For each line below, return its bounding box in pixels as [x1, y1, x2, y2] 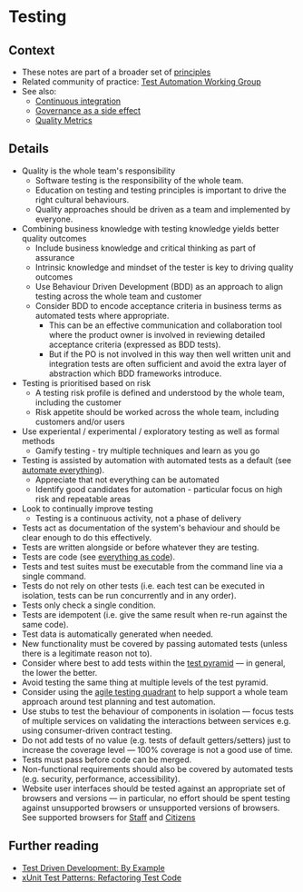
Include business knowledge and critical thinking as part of [34, 243, 256, 253]
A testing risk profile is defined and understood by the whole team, [34, 387, 285, 398]
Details [8, 141, 49, 156]
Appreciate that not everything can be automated [34, 474, 220, 485]
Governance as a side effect [34, 105, 142, 115]
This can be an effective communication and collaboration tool [48, 320, 283, 331]
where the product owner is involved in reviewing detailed [48, 329, 265, 340]
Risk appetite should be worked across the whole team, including [34, 406, 279, 417]
